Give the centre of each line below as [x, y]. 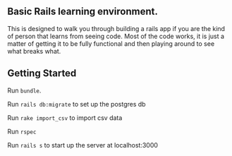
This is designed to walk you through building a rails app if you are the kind [116, 28]
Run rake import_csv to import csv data [65, 118]
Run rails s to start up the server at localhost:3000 [83, 145]
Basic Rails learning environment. [83, 12]
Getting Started [42, 73]
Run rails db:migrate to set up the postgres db [77, 104]
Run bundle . [24, 90]
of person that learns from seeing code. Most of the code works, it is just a [116, 36]
